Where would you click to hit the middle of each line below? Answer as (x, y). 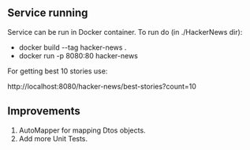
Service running (48, 13)
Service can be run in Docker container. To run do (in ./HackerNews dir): (125, 32)
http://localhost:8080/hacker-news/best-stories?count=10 (102, 86)
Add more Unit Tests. (53, 138)
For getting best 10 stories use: (58, 71)
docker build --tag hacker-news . (73, 47)
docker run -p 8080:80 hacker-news (78, 55)
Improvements (44, 111)
